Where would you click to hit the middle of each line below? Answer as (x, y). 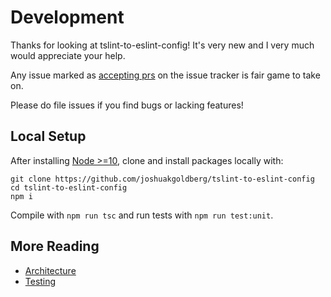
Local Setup (48, 136)
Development (67, 17)
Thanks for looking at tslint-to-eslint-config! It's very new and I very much (162, 45)
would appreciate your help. (68, 55)
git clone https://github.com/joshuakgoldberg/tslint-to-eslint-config (162, 179)
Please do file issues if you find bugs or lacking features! (127, 105)
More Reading (55, 246)
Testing (40, 281)
